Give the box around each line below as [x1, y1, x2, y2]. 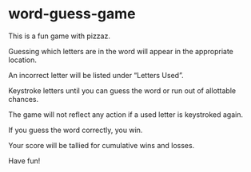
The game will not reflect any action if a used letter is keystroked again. [8, 109, 244, 119]
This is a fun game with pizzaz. [8, 31, 110, 41]
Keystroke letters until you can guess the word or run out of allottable [8, 85, 237, 96]
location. [8, 55, 38, 64]
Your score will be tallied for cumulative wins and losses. [8, 140, 195, 150]
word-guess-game [8, 5, 136, 23]
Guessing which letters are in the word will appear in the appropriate [8, 46, 234, 56]
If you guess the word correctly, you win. [8, 125, 143, 135]
